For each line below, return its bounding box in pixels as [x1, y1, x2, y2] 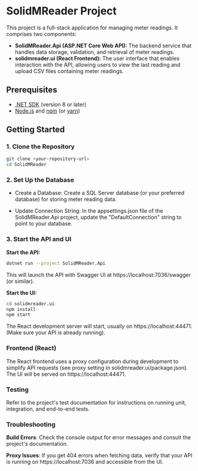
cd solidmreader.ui [6, 301, 55, 307]
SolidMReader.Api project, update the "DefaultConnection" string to [14, 214, 182, 221]
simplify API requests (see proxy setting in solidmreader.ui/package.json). [6, 364, 188, 371]
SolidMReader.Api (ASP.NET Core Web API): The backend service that [14, 42, 192, 49]
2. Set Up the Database [6, 176, 75, 184]
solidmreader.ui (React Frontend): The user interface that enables [14, 55, 180, 62]
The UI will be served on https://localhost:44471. [6, 370, 126, 378]
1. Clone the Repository [6, 143, 75, 151]
